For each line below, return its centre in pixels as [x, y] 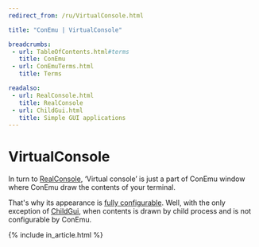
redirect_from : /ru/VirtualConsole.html [76, 15]
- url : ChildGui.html [47, 110]
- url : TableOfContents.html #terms [70, 52]
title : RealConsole [51, 103]
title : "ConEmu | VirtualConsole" [66, 30]
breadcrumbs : [30, 44]
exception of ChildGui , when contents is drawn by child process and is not [130, 211]
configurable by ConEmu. [50, 220]
